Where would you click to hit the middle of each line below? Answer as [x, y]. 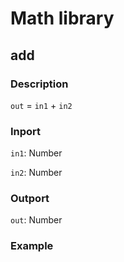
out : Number [36, 220]
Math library [62, 18]
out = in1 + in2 [41, 105]
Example [32, 246]
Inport [26, 131]
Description [39, 84]
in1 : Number [36, 153]
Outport [30, 199]
